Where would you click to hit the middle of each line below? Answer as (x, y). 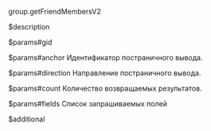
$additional (27, 119)
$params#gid (30, 42)
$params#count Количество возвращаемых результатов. (105, 88)
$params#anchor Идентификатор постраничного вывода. (105, 58)
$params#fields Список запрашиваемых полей (88, 104)
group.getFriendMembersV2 (55, 12)
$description (29, 27)
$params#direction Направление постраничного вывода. (105, 73)
